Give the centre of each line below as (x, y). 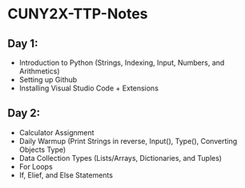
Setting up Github (48, 80)
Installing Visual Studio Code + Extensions (89, 88)
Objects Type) (42, 150)
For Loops (36, 166)
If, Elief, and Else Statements (66, 175)
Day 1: (23, 44)
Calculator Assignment (56, 132)
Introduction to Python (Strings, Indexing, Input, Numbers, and (122, 62)
